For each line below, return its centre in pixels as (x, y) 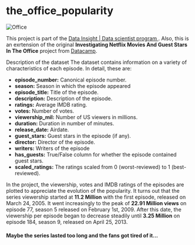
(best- (179, 167)
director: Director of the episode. (55, 142)
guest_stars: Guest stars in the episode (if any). (73, 135)
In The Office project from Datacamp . (52, 50)
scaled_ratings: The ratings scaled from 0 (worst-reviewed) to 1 (92, 167)
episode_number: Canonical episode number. (70, 80)
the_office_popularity (60, 11)
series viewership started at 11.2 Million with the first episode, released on (96, 197)
